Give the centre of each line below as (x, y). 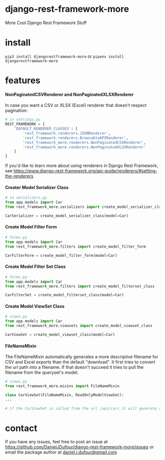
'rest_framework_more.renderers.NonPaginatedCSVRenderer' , (84, 142)
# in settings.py (23, 120)
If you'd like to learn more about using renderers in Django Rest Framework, (82, 165)
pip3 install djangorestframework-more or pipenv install (65, 56)
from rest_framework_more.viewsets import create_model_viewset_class (79, 326)
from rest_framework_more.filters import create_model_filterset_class (80, 286)
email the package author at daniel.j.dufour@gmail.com (61, 452)
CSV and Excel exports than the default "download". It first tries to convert (80, 362)
